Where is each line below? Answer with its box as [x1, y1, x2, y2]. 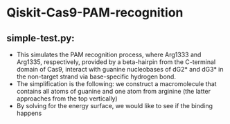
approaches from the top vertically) [16, 94, 118, 103]
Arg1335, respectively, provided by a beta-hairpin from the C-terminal [16, 58, 216, 66]
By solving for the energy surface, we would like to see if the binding [16, 102, 213, 110]
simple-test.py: [6, 32, 75, 44]
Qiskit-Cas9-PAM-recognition [6, 5, 184, 21]
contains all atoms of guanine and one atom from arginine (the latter [16, 87, 211, 95]
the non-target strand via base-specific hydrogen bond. [16, 72, 176, 81]
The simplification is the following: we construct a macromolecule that [16, 80, 217, 87]
